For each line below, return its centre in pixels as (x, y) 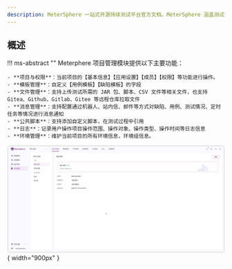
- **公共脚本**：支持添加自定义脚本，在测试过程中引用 (76, 122)
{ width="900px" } (33, 258)
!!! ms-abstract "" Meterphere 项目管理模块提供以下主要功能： (96, 63)
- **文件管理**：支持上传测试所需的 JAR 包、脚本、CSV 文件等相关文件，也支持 (108, 92)
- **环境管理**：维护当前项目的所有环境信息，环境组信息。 (81, 136)
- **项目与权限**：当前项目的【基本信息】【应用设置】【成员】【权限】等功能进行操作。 (113, 77)
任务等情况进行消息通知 (36, 114)
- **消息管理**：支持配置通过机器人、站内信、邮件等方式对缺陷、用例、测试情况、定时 (114, 107)
